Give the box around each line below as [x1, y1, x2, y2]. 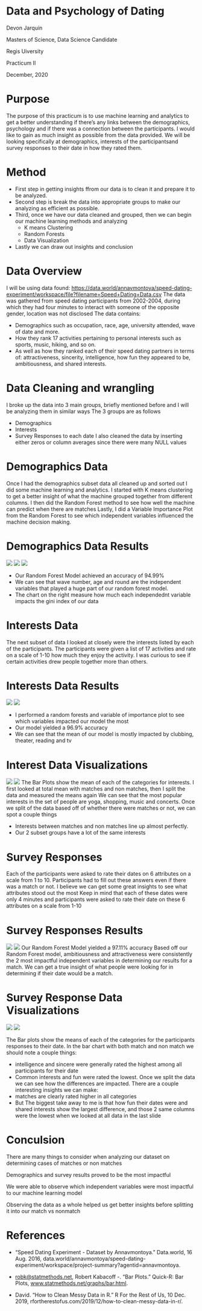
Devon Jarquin [6, 24, 43, 31]
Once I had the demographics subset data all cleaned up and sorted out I [6, 479, 188, 487]
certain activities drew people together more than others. [6, 658, 148, 665]
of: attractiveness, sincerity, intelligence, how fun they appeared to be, [14, 353, 191, 361]
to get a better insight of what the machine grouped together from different [6, 492, 193, 499]
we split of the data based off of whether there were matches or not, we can [6, 804, 196, 812]
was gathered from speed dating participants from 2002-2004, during [6, 297, 181, 304]
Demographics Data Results [6, 539, 149, 553]
